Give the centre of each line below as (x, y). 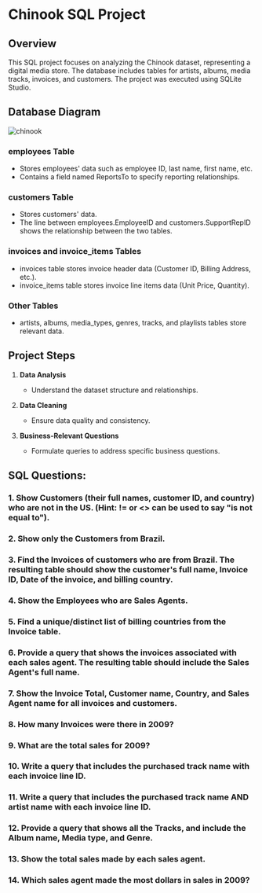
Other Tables (33, 306)
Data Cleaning (43, 405)
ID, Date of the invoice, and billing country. (91, 579)
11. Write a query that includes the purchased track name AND (129, 797)
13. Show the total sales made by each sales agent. (107, 859)
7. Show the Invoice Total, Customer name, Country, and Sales (129, 693)
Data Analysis (43, 374)
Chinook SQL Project (77, 15)
